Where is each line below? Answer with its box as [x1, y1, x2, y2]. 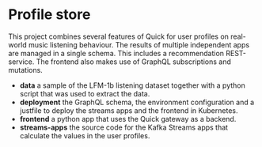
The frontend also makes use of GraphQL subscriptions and [36, 57, 232, 66]
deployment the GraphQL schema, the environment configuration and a [19, 97, 255, 107]
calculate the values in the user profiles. [19, 130, 150, 140]
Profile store [8, 6, 91, 24]
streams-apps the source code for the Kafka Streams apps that [19, 122, 228, 132]
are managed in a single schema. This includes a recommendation [8, 48, 224, 58]
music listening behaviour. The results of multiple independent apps [28, 40, 250, 49]
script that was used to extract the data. [19, 89, 150, 98]
